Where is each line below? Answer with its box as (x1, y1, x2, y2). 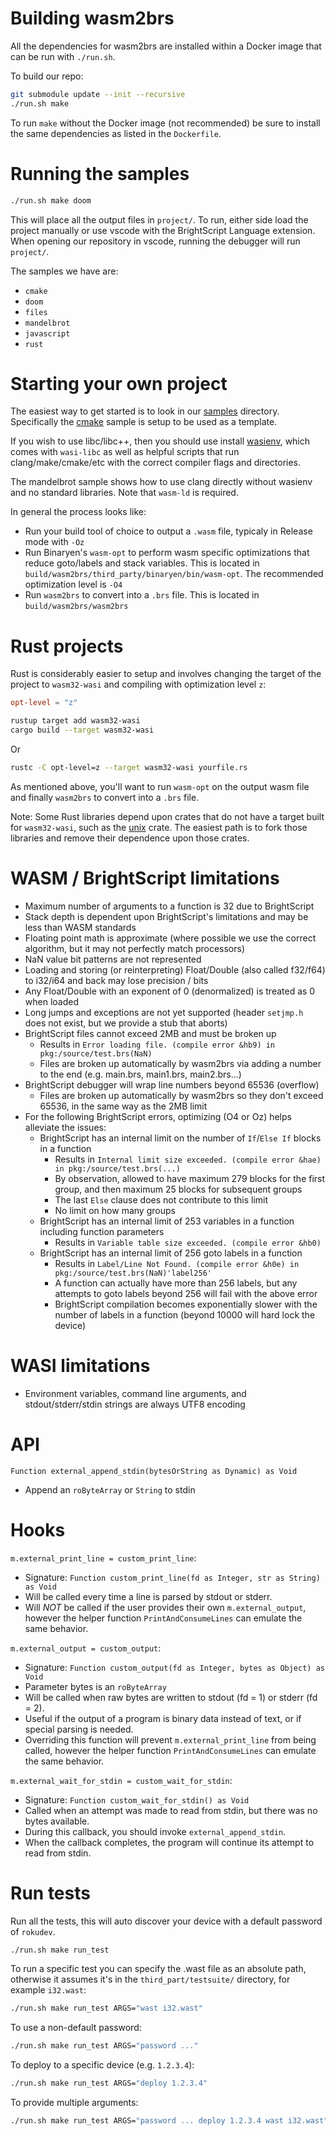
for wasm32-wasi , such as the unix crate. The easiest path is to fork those (10, 821, 308, 833)
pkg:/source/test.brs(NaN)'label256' (54, 1268, 212, 1278)
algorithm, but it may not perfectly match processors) (24, 942, 245, 954)
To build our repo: (10, 70, 84, 82)
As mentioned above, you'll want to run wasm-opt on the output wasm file (10, 780, 310, 792)
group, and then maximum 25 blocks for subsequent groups (54, 1183, 303, 1195)
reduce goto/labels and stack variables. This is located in (24, 557, 260, 569)
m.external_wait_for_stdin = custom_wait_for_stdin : (10, 1774, 233, 1786)
